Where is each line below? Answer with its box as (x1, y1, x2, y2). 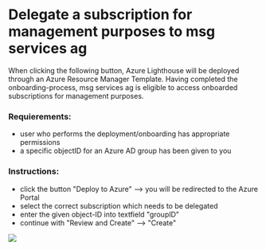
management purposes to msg (8, 22, 216, 41)
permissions (19, 138, 61, 147)
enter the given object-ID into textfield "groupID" (19, 209, 180, 219)
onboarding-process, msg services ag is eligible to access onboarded (8, 82, 238, 92)
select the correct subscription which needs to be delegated (19, 201, 218, 210)
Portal (19, 193, 40, 202)
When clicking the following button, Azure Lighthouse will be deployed (8, 65, 240, 75)
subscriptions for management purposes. (8, 91, 144, 100)
